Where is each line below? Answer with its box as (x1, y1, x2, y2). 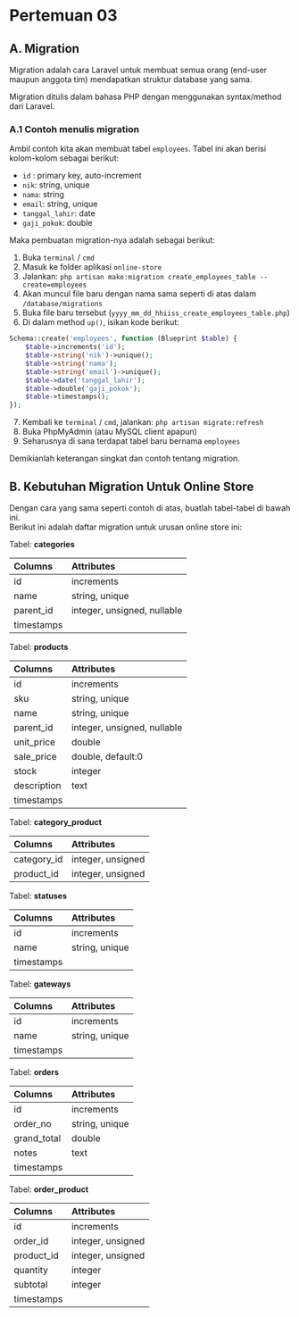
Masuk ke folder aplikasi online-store (21, 262, 162, 272)
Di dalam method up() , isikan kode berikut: (21, 317, 180, 328)
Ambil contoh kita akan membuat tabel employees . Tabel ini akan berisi (9, 144, 266, 154)
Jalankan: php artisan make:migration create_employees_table (21, 271, 256, 282)
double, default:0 (71, 750, 144, 763)
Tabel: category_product (9, 816, 103, 827)
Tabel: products (9, 641, 69, 652)
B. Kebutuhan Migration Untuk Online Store (9, 479, 254, 494)
